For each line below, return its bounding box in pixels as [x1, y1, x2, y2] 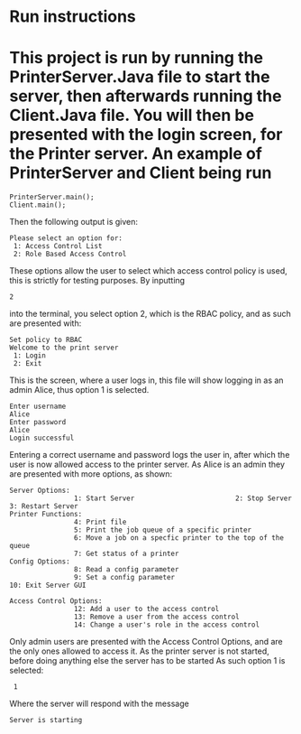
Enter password [9, 418, 67, 427]
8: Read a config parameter [73, 565, 179, 574]
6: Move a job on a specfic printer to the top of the [73, 534, 284, 543]
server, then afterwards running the [9, 86, 282, 107]
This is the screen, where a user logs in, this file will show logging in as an [9, 375, 284, 386]
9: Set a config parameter [73, 573, 176, 582]
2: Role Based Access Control [13, 250, 127, 259]
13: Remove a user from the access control [73, 612, 241, 622]
